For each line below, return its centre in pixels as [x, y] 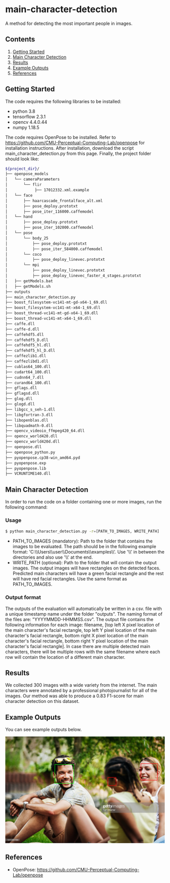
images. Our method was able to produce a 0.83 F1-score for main [75, 696]
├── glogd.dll [20, 404]
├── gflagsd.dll [22, 394]
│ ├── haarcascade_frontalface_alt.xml [54, 201]
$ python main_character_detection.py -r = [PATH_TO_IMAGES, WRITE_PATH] [82, 531]
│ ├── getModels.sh [28, 286]
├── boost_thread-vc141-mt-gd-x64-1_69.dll [52, 313]
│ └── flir [24, 185]
